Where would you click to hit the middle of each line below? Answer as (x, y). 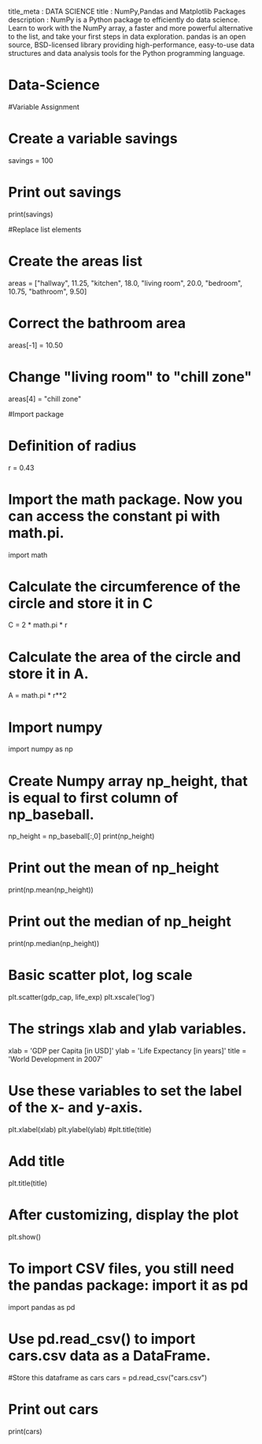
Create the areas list (76, 261)
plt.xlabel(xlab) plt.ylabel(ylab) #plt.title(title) (80, 1129)
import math (28, 555)
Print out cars (54, 1409)
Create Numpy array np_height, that (128, 781)
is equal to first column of (93, 798)
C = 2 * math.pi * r (38, 625)
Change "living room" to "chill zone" (130, 377)
